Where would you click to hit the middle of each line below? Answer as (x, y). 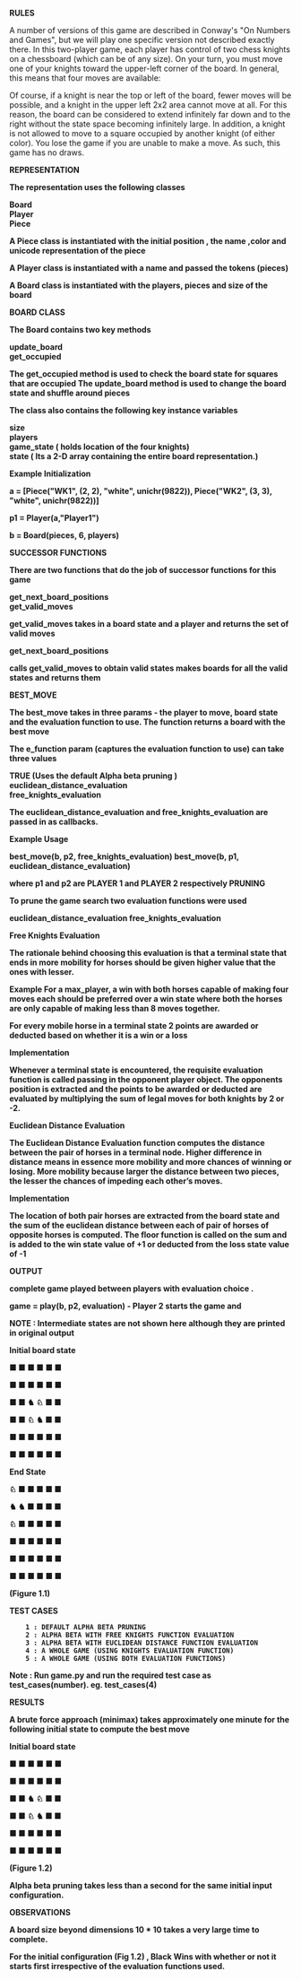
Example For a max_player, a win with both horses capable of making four (149, 989)
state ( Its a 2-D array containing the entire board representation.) (134, 456)
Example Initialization (50, 473)
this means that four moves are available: (85, 78)
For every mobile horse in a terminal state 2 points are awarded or (134, 1025)
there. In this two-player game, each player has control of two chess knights (150, 49)
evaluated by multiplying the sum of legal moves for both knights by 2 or (147, 1099)
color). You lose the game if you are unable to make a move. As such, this (145, 143)
